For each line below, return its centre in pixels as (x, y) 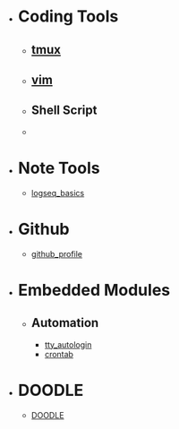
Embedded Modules (94, 290)
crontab (59, 354)
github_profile (57, 253)
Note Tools (59, 168)
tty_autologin (68, 344)
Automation (65, 323)
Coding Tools (68, 17)
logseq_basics (58, 193)
